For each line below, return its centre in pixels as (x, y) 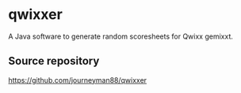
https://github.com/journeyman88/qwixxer (78, 80)
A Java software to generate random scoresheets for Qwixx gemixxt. (121, 36)
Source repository (54, 61)
